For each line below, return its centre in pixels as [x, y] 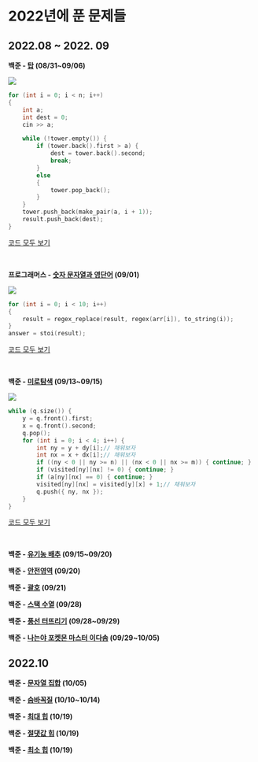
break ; [61, 161]
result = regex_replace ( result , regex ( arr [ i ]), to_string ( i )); [128, 319]
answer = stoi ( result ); [47, 334]
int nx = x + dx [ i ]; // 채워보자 [86, 455]
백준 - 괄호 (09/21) [37, 588]
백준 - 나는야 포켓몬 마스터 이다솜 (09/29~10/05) [84, 638]
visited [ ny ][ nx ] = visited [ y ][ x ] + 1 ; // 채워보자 [116, 484]
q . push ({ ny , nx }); [70, 492]
